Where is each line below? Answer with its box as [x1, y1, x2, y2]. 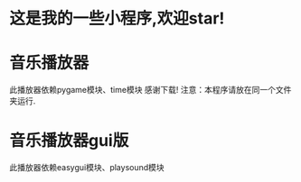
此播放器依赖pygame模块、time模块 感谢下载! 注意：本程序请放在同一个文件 [9, 85, 292, 96]
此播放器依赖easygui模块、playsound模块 [9, 162, 165, 173]
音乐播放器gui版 [9, 131, 129, 151]
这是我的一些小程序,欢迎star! [9, 8, 225, 29]
